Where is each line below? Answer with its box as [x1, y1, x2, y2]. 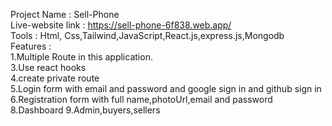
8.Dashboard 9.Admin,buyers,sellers [10, 104, 161, 116]
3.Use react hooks [10, 62, 87, 73]
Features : [10, 40, 52, 52]
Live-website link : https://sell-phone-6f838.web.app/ [10, 19, 232, 31]
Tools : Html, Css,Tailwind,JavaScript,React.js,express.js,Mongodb [10, 30, 285, 41]
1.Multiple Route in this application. [10, 51, 153, 63]
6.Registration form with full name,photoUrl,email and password [10, 94, 273, 105]
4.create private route [10, 72, 100, 84]
